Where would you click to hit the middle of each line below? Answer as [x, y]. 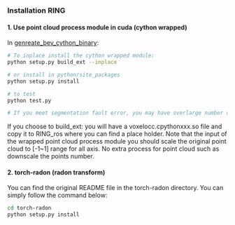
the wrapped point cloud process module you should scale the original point [117, 142]
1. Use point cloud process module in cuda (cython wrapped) [97, 27]
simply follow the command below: [57, 196]
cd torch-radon [29, 208]
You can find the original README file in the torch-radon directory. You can [115, 188]
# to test [22, 94]
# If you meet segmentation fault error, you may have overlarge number [115, 113]
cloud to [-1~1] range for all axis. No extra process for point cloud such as [113, 149]
